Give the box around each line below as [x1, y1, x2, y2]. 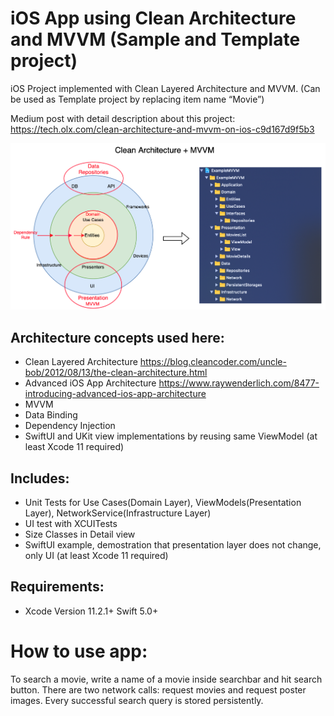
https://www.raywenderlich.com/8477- [158, 377, 320, 389]
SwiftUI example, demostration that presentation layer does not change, [24, 539, 322, 551]
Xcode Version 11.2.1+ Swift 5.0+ [24, 605, 159, 617]
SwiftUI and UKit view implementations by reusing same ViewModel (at [24, 430, 318, 442]
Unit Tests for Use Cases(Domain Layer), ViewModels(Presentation [24, 497, 302, 509]
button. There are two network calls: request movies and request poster [10, 683, 307, 696]
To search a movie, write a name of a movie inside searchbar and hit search [10, 673, 323, 685]
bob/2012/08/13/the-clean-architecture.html [24, 367, 208, 379]
